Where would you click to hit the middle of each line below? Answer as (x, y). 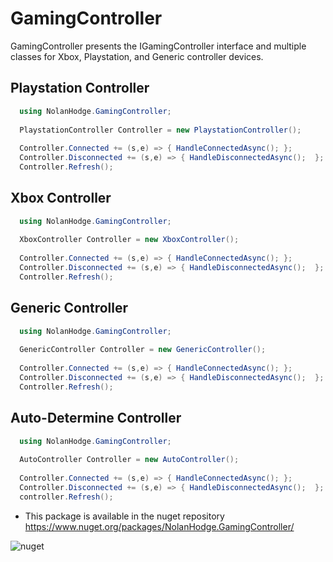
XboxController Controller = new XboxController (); (129, 240)
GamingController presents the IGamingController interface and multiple (158, 46)
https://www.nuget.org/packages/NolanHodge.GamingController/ (159, 526)
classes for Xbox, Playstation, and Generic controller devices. (137, 56)
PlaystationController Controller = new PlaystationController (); (160, 130)
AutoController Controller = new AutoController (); (129, 460)
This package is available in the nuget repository (124, 516)
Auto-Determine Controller (96, 418)
